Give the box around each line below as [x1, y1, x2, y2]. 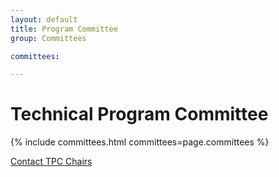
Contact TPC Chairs [10, 156, 93, 168]
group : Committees [10, 33, 87, 43]
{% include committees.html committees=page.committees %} [10, 136, 270, 148]
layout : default [10, 14, 78, 25]
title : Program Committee [10, 24, 118, 34]
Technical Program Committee [10, 103, 269, 126]
